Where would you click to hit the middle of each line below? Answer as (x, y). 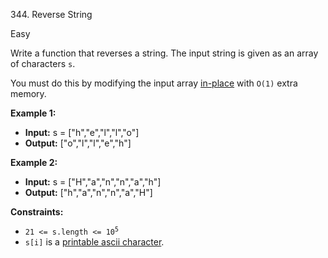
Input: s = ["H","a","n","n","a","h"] (93, 182)
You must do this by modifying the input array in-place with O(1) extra (154, 83)
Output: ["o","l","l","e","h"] (78, 143)
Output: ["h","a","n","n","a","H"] (88, 192)
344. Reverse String (51, 14)
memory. (28, 93)
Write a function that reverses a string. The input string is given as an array (164, 53)
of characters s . (43, 63)
